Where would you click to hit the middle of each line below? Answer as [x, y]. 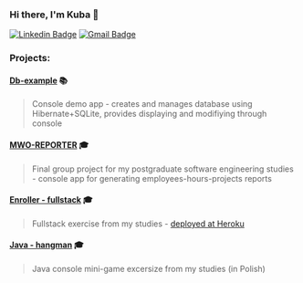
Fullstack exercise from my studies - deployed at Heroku [138, 224]
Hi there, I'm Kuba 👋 [54, 15]
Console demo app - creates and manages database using [142, 104]
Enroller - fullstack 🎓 [51, 200]
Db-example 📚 [39, 80]
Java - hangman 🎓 [47, 245]
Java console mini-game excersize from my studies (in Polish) [149, 269]
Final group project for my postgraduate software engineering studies [162, 169]
